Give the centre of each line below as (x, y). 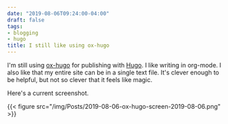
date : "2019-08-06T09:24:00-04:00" (58, 13)
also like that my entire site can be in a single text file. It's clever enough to (113, 72)
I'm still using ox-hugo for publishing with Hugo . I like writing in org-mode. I (114, 65)
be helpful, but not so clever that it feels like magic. (80, 80)
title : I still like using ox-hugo (58, 45)
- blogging (23, 33)
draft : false (26, 20)
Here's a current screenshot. (48, 93)
